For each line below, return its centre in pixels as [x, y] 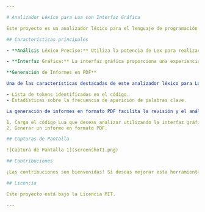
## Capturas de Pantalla [38, 139]
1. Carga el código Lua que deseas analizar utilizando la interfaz [95, 122]
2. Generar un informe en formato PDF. [57, 128]
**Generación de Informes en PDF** [52, 73]
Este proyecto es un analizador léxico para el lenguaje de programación [102, 28]
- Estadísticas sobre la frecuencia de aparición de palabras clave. [97, 100]
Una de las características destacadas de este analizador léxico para [99, 84]
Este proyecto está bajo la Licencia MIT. [61, 194]
